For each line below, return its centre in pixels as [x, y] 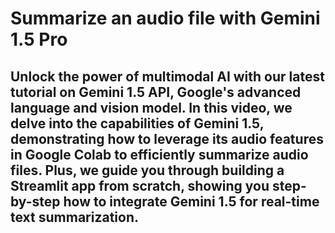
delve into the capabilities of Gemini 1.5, [137, 123]
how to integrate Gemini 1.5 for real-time [191, 201]
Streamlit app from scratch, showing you [140, 185]
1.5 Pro [39, 39]
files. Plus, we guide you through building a [147, 170]
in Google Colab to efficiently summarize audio [159, 154]
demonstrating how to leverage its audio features [167, 138]
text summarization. [74, 217]
